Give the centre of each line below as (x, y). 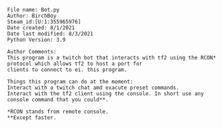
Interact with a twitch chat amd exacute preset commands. (93, 88)
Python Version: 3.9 (37, 40)
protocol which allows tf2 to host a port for (75, 64)
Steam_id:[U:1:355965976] (44, 22)
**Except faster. (32, 118)
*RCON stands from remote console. (58, 112)
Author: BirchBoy (32, 16)
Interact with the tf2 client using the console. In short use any (106, 94)
